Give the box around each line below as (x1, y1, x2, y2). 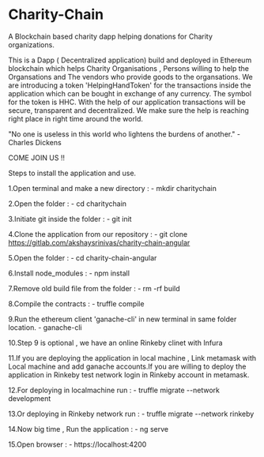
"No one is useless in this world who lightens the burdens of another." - (8, 129, 241, 139)
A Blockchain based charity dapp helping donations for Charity (8, 32, 213, 41)
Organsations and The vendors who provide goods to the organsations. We (8, 72, 253, 81)
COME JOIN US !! (8, 152, 66, 163)
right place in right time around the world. (8, 114, 144, 123)
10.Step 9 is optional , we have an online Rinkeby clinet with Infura (8, 338, 223, 347)
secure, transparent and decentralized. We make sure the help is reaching (8, 105, 249, 115)
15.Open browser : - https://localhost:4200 (8, 440, 147, 449)
